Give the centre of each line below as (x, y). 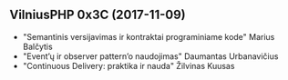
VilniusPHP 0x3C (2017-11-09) (98, 15)
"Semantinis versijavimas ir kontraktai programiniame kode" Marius (149, 36)
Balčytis (37, 46)
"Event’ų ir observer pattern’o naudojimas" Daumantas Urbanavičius (150, 56)
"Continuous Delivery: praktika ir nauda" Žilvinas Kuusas (129, 65)
